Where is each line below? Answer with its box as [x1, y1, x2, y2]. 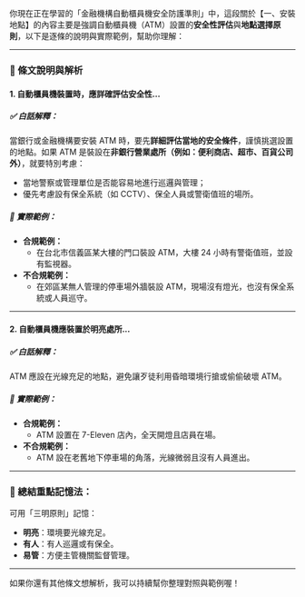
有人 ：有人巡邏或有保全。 [22, 539, 119, 550]
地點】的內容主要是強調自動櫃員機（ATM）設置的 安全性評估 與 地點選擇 [9, 19, 274, 30]
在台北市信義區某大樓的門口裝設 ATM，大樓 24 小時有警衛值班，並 [35, 247, 285, 258]
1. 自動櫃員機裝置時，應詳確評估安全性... [9, 88, 161, 99]
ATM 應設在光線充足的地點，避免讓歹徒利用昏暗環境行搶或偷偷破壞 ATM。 [9, 371, 288, 382]
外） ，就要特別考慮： [9, 158, 85, 169]
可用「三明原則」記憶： [9, 508, 97, 519]
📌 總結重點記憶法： [9, 485, 93, 498]
